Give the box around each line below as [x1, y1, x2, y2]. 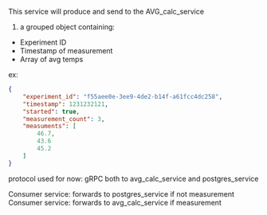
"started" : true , [22, 107, 80, 115]
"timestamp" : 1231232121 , [22, 100, 109, 108]
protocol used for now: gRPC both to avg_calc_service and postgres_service [8, 174, 259, 183]
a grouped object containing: [19, 22, 116, 31]
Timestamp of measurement [19, 46, 113, 55]
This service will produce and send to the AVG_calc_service [8, 7, 205, 16]
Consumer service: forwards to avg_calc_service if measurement [8, 197, 222, 207]
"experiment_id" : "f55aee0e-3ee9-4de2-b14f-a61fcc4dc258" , [22, 92, 223, 100]
